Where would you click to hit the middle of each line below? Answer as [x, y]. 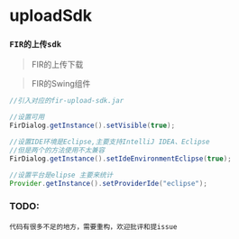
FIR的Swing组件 [61, 84]
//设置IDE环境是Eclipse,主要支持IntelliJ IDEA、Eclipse [110, 142]
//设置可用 [27, 117]
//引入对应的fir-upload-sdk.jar [67, 101]
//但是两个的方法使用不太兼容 [57, 150]
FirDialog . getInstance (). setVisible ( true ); [92, 126]
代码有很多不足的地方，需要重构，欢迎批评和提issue [93, 226]
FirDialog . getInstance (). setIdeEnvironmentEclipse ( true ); [120, 159]
